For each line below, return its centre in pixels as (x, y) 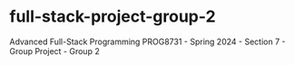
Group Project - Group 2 (54, 51)
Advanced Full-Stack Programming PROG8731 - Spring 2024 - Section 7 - (147, 42)
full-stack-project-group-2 (113, 17)
